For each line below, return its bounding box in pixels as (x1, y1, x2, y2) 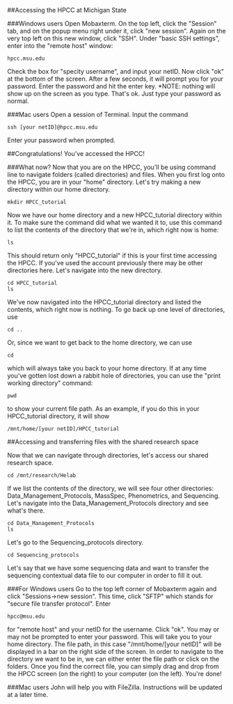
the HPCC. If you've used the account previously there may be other (7, 259, 203, 267)
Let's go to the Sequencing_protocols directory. (7, 538, 144, 546)
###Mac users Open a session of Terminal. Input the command (7, 111, 188, 118)
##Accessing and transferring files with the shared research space (7, 438, 199, 446)
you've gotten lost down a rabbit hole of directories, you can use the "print (7, 372, 221, 380)
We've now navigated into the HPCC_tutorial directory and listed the (7, 298, 202, 306)
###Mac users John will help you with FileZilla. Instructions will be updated (7, 683, 223, 691)
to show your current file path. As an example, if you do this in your (7, 405, 200, 413)
